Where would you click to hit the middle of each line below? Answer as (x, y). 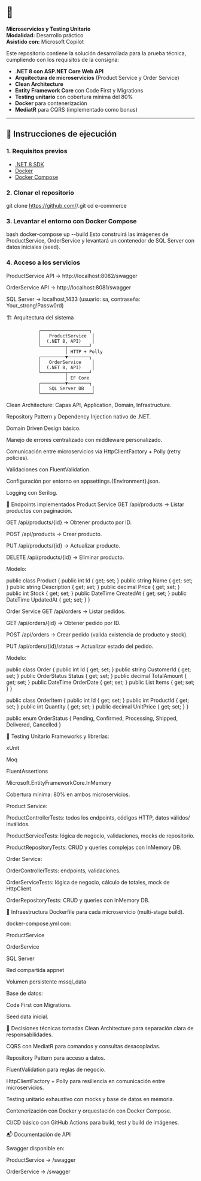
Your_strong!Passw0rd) (35, 305)
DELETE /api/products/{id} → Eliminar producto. (65, 557)
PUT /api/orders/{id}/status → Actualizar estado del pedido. (80, 646)
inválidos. (18, 824)
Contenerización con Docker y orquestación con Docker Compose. (89, 1111)
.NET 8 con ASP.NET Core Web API (59, 71)
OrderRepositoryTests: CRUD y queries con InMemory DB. (78, 900)
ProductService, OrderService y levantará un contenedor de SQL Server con (100, 241)
